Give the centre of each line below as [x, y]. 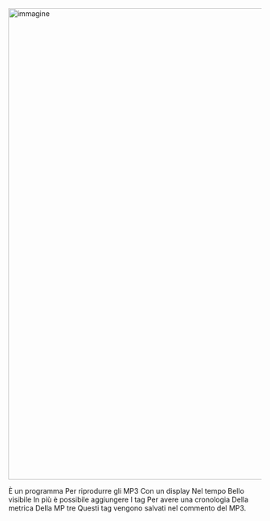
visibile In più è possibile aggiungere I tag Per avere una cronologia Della [129, 499]
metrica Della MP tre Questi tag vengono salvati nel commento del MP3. [127, 508]
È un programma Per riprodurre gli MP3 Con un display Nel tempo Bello [127, 491]
